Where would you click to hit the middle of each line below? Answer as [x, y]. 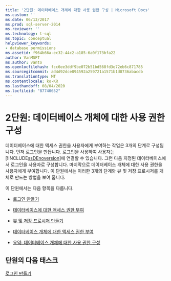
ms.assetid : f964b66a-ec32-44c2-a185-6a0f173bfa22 [60, 53]
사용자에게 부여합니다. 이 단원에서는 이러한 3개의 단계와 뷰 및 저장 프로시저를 [82, 171]
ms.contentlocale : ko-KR [32, 81]
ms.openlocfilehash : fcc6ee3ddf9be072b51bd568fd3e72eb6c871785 [74, 67]
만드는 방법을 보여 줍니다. [40, 177]
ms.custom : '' [20, 15]
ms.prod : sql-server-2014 [33, 24]
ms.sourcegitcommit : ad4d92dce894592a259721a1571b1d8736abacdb [74, 72]
